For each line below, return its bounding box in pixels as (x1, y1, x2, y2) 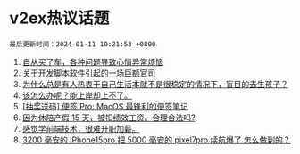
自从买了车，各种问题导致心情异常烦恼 (21, 56, 163, 67)
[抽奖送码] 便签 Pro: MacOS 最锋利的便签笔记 (21, 101, 189, 111)
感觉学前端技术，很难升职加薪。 (21, 123, 140, 134)
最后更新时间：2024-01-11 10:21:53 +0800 (9, 39, 156, 49)
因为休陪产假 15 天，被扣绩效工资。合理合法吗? (21, 112, 196, 123)
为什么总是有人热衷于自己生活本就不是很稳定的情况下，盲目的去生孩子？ (21, 78, 288, 89)
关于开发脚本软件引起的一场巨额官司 (21, 68, 156, 78)
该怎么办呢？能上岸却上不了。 (21, 90, 132, 101)
